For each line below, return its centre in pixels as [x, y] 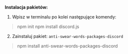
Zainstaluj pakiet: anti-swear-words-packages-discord [68, 36]
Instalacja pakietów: [26, 7]
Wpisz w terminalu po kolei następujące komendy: [64, 17]
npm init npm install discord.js [48, 26]
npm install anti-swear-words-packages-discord [67, 46]
